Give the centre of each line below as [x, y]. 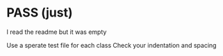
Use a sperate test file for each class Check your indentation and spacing [111, 45]
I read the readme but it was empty [57, 32]
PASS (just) [40, 13]
